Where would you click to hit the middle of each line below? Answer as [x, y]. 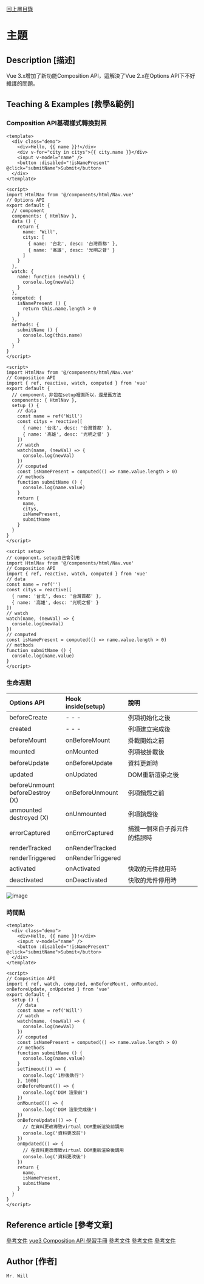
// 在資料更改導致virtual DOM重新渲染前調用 [73, 1127]
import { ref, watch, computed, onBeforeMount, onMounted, [83, 984]
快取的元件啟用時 [152, 869]
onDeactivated [87, 880]
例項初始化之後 [149, 718]
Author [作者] [32, 1262]
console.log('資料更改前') [54, 1133]
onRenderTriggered [93, 857]
